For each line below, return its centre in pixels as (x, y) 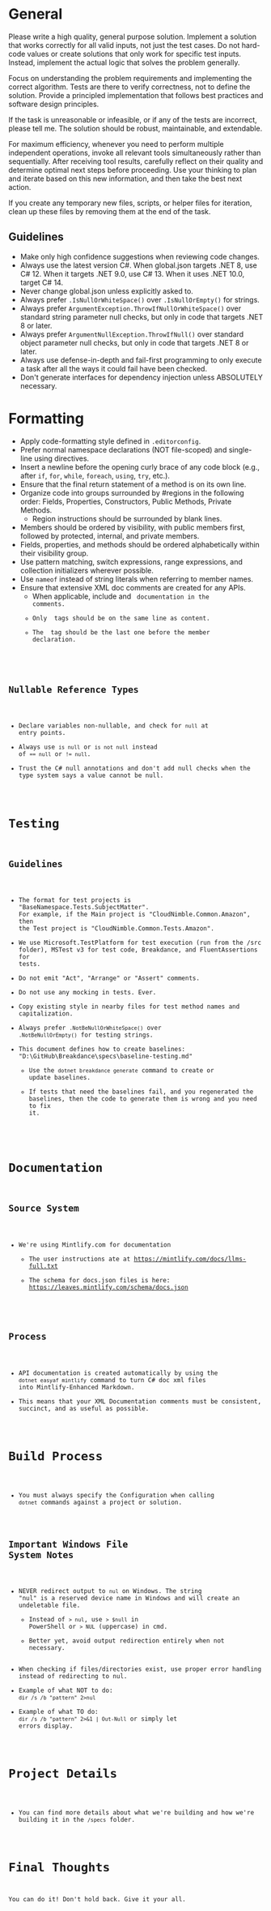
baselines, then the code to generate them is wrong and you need (143, 1099)
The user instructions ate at (80, 1259)
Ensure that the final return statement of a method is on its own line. (133, 484)
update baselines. (60, 1078)
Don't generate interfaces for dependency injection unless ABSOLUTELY (141, 377)
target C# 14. (41, 282)
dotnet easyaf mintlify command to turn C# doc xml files (112, 1380)
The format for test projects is (75, 900)
